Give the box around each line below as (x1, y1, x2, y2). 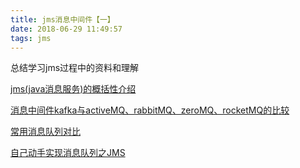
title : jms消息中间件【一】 (10, 14, 115, 25)
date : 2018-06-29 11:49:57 (10, 24, 123, 34)
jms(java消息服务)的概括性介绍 (10, 83, 137, 95)
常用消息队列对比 (10, 126, 81, 138)
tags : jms (10, 33, 52, 43)
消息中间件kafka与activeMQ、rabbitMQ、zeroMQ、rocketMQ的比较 (10, 104, 290, 116)
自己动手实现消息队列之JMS (10, 147, 126, 159)
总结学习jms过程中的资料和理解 (10, 62, 140, 74)
